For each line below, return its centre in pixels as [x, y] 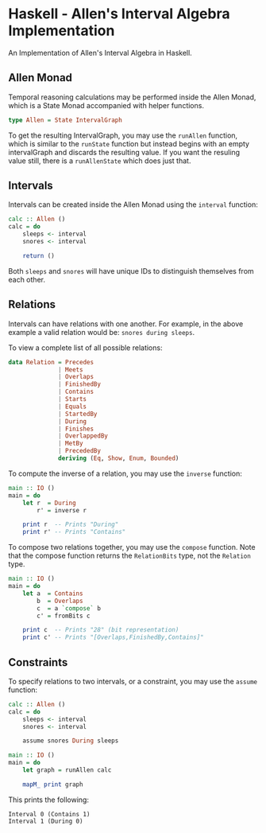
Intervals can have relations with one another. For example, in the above [126, 324]
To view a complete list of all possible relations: [85, 348]
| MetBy [71, 444]
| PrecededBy [80, 451]
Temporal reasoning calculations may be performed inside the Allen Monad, [132, 97]
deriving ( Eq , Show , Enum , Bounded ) [119, 458]
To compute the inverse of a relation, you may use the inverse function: [125, 473]
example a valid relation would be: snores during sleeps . [102, 332]
